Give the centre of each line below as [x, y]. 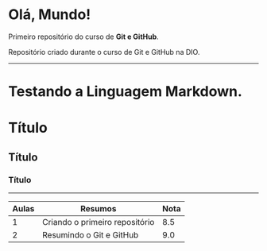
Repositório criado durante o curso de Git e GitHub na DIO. [104, 52]
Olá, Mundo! [50, 15]
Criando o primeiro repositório [99, 222]
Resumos [99, 209]
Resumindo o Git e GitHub [91, 235]
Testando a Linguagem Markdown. [125, 92]
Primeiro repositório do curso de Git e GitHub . [83, 37]
